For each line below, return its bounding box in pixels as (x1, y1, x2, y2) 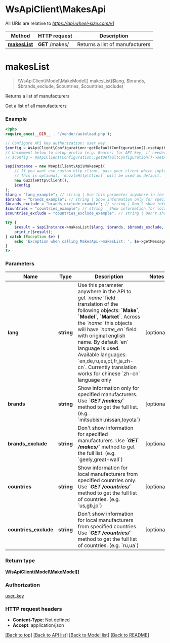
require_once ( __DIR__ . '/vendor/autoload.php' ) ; (5, 131, 112, 137)
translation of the (77, 301, 118, 308)
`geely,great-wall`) (77, 456, 123, 463)
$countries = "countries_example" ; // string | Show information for (5, 206, 155, 211)
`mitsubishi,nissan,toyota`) (77, 416, 141, 423)
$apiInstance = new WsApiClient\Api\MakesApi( (5, 164, 105, 169)
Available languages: (77, 351, 127, 358)
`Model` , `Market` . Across (77, 313, 141, 320)
